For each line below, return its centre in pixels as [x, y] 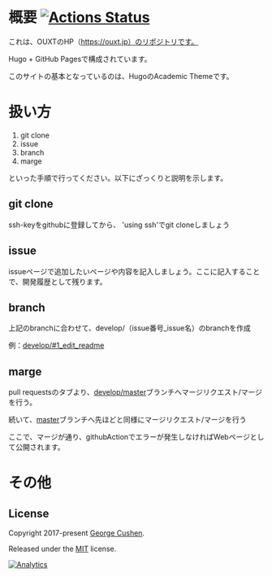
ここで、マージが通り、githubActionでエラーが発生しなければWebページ [129, 437]
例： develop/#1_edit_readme [56, 345]
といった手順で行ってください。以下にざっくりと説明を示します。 [118, 177]
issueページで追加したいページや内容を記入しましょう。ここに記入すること [134, 271]
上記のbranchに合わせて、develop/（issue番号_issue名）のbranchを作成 [130, 328]
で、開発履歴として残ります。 [58, 282]
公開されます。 [40, 447]
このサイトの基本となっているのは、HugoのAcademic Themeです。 [121, 76]
